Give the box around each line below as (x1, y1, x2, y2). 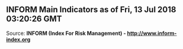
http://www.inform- (127, 30, 177, 37)
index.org (6, 35, 31, 43)
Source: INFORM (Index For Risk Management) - (6, 30, 126, 37)
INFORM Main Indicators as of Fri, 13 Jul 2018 (6, 5, 176, 15)
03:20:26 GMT (6, 14, 62, 24)
